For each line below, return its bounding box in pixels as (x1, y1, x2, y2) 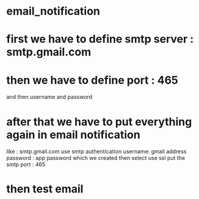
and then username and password (6, 93, 93, 101)
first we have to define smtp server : (6, 32, 194, 46)
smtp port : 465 (6, 161, 46, 168)
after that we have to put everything (6, 115, 192, 129)
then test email (6, 182, 84, 196)
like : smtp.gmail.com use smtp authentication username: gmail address (6, 148, 187, 155)
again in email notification (6, 128, 140, 142)
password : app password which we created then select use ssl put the (6, 154, 185, 162)
